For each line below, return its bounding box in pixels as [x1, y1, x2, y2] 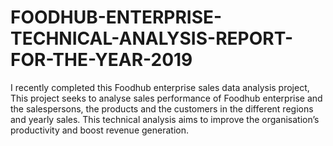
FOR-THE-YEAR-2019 [10, 49, 193, 71]
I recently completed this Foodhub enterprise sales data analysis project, [10, 81, 310, 93]
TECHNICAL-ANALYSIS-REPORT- [10, 27, 293, 50]
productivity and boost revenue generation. [10, 124, 189, 136]
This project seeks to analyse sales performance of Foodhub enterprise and [10, 92, 323, 104]
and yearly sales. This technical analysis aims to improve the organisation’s [10, 113, 320, 125]
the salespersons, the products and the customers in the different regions [10, 102, 314, 115]
